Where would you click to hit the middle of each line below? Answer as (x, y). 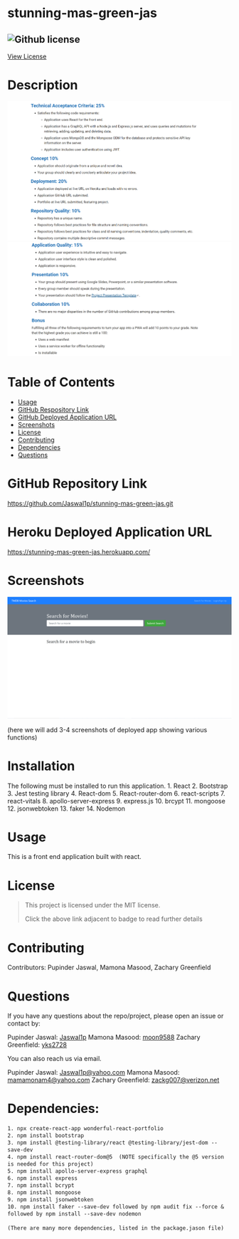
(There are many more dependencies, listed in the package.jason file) (116, 1228)
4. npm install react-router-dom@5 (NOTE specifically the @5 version (116, 1157)
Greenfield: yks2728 (37, 1045)
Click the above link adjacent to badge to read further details (113, 919)
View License (27, 56)
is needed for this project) (51, 1164)
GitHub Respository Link (53, 410)
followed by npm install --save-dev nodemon (74, 1214)
